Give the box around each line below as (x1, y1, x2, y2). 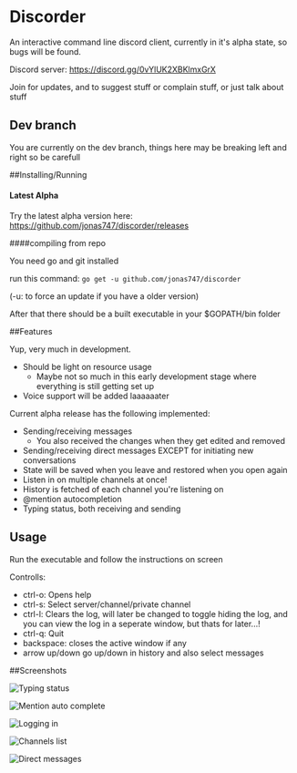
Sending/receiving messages (22, 426, 133, 437)
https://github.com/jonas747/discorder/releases (9, 220, 189, 231)
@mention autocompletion (22, 493, 122, 504)
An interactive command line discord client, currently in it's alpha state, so (9, 36, 288, 47)
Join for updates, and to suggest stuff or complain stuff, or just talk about (9, 81, 284, 92)
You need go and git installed (9, 255, 119, 266)
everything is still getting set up (36, 380, 155, 391)
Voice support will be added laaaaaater (22, 390, 170, 401)
